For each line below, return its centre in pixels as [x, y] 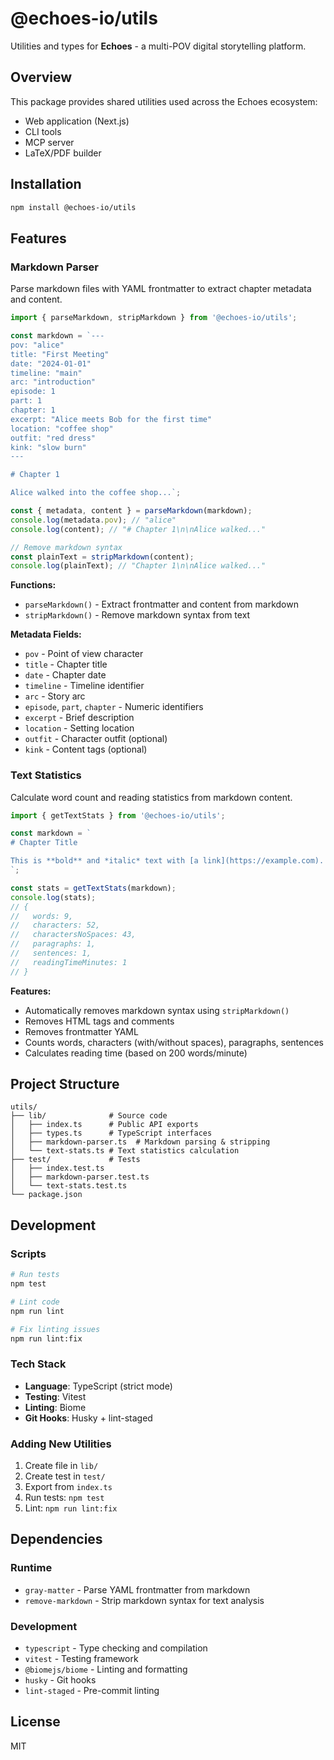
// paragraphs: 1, [53, 944]
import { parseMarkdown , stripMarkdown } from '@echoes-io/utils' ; [154, 318]
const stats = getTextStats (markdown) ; [93, 888]
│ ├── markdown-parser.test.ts [80, 1177]
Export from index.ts [68, 1487]
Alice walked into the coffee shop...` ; [96, 493]
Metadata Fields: [46, 634]
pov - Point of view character [84, 654]
